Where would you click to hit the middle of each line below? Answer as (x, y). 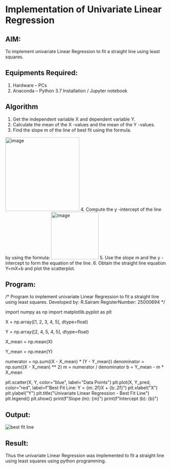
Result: (17, 443)
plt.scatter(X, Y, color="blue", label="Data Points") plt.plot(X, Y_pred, (78, 383)
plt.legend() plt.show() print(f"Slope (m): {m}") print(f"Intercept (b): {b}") (82, 399)
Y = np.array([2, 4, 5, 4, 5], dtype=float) (47, 332)
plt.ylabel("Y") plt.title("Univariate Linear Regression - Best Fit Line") (77, 393)
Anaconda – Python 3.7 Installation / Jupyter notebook (70, 91)
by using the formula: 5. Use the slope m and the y (83, 257)
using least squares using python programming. (56, 461)
